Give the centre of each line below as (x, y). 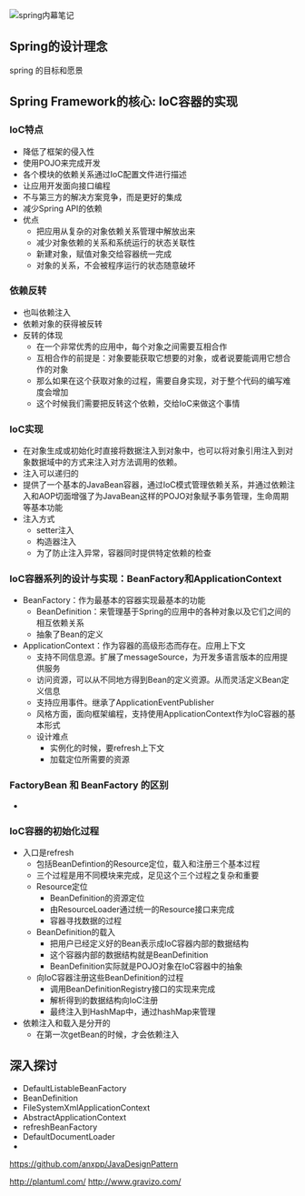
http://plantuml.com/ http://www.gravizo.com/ (95, 1181)
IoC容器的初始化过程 (54, 830)
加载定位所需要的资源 (89, 759)
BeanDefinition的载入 (76, 931)
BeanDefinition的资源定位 (97, 898)
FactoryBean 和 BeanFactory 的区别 (89, 785)
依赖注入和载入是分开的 (66, 1022)
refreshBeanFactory (60, 1127)
